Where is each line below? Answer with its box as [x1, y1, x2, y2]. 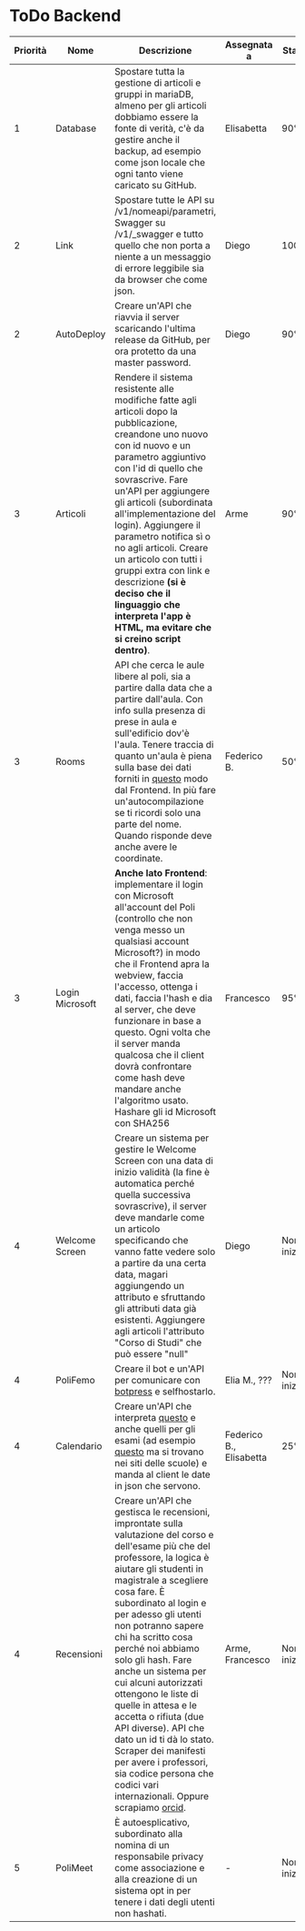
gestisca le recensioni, [114, 1505, 211, 1518]
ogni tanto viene [114, 167, 183, 180]
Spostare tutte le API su [114, 193, 215, 206]
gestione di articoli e [114, 76, 202, 89]
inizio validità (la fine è [114, 1165, 211, 1178]
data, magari [114, 1268, 168, 1281]
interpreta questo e [114, 1411, 197, 1423]
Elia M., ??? [225, 1373, 272, 1386]
